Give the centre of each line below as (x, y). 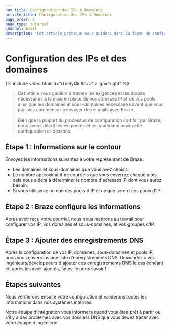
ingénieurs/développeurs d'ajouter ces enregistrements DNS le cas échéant (84, 263)
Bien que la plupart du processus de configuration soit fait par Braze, (90, 120)
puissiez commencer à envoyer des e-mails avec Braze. (76, 109)
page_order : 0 (20, 19)
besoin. (20, 185)
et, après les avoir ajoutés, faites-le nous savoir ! (56, 269)
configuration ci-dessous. (45, 131)
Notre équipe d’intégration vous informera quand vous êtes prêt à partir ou (83, 312)
